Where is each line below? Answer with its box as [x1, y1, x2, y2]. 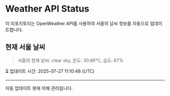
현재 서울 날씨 [5, 43, 46, 52]
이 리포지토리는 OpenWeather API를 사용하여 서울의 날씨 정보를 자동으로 [5, 20, 149, 26]
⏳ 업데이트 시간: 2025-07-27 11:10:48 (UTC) [5, 68, 95, 74]
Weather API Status [5, 3, 90, 15]
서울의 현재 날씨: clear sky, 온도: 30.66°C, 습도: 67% [17, 57, 124, 63]
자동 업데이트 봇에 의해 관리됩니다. [5, 85, 73, 91]
